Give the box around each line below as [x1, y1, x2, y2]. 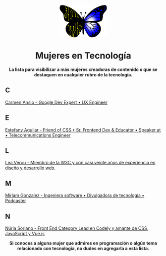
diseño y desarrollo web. [5, 165, 55, 171]
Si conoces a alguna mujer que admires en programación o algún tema [9, 240, 158, 246]
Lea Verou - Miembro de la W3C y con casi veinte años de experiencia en [5, 160, 156, 166]
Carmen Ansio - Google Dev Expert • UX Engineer [5, 99, 108, 105]
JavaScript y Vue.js [5, 231, 45, 237]
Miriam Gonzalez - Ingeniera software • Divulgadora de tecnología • [5, 192, 145, 198]
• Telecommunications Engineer [5, 132, 71, 138]
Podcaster [5, 198, 26, 204]
